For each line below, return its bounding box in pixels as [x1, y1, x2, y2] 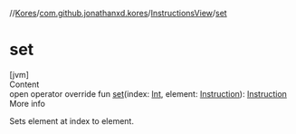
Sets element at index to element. [9, 115, 134, 126]
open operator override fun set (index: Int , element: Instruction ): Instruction [9, 88, 288, 99]
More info [9, 98, 46, 109]
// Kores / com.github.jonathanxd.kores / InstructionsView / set [9, 8, 228, 18]
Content [9, 79, 40, 90]
